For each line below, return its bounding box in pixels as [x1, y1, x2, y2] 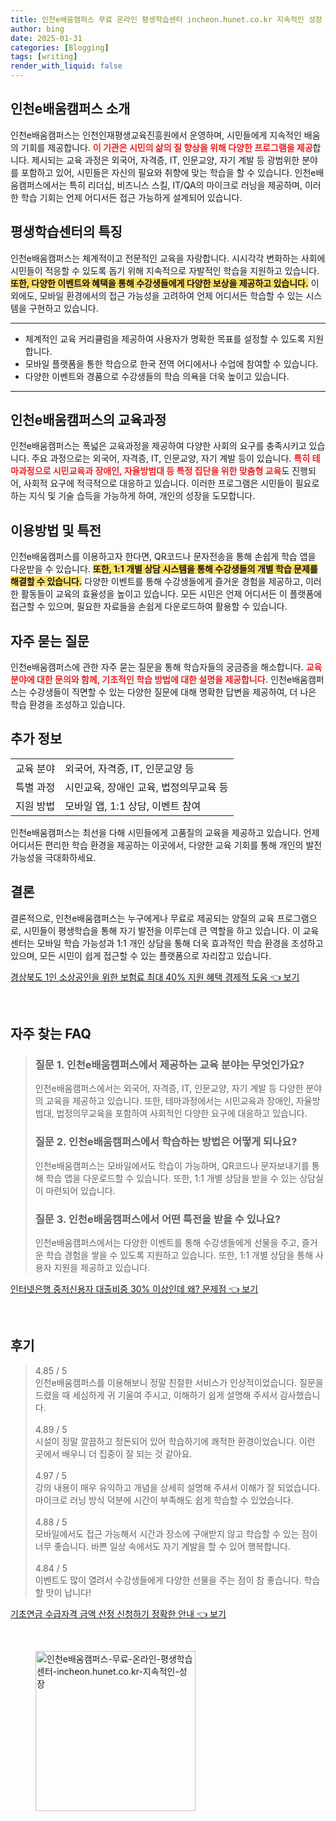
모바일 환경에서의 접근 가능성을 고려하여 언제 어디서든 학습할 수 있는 [39, 289, 304, 301]
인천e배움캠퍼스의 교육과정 [10, 412, 167, 429]
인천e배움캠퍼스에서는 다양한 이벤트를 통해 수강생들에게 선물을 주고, [34, 1236, 300, 1248]
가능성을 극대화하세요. [10, 851, 97, 863]
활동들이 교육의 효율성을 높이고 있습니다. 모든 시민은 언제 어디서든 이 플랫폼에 [20, 588, 323, 600]
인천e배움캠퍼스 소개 [10, 101, 131, 118]
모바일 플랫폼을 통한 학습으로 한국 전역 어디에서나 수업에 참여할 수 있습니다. [24, 357, 319, 370]
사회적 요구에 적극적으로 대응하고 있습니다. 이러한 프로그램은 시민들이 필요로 [23, 477, 320, 490]
